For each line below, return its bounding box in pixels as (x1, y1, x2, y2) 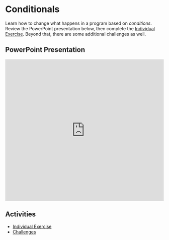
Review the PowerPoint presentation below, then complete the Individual (5, 25, 155, 31)
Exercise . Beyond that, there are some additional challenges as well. (5, 31, 146, 37)
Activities (5, 210, 36, 219)
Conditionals (5, 4, 60, 15)
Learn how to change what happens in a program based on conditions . (5, 20, 152, 26)
